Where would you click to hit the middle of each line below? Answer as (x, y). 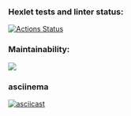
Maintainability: (39, 50)
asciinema (28, 87)
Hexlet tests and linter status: (66, 12)
